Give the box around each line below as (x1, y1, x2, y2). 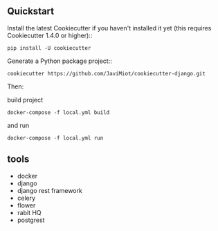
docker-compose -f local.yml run (7, 134, 104, 141)
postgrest (17, 216, 45, 224)
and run (7, 121, 30, 129)
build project (7, 95, 44, 104)
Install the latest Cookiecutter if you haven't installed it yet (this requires (7, 24, 212, 32)
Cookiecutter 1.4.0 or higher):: (7, 31, 93, 39)
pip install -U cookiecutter (7, 44, 91, 51)
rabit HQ (17, 208, 42, 216)
